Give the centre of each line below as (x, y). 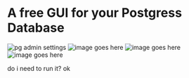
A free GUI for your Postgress (95, 13)
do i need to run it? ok (39, 68)
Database (36, 28)
